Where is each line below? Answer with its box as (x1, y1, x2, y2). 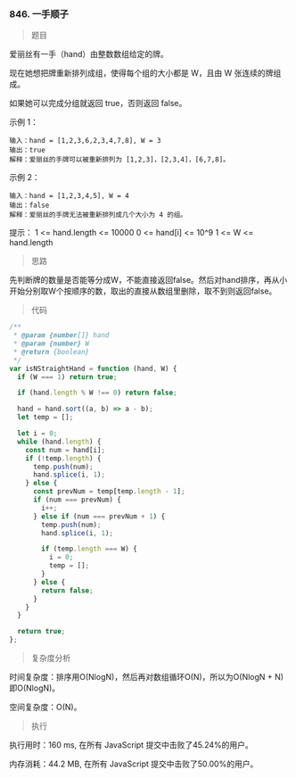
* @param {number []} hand (12, 331, 110, 340)
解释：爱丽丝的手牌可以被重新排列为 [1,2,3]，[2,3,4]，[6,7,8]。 (9, 155, 230, 164)
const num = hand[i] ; (25, 445, 105, 454)
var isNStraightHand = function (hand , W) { (9, 364, 177, 373)
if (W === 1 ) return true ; (17, 372, 118, 381)
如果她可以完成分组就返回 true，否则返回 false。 (9, 98, 187, 109)
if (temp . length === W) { (41, 544, 138, 554)
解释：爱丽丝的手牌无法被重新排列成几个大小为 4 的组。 (9, 211, 187, 219)
